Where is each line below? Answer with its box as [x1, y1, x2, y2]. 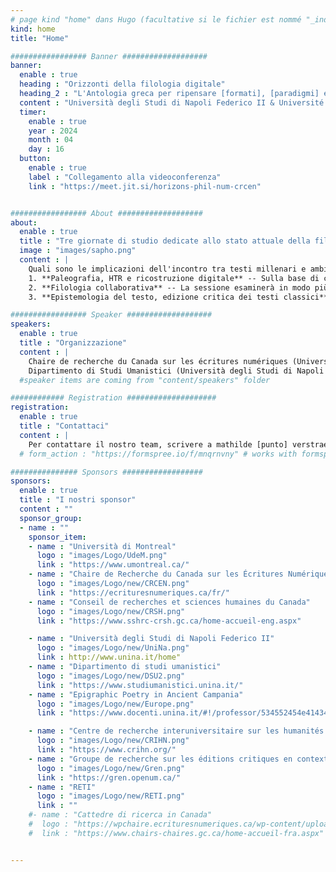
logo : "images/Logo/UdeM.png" [36, 551, 168, 561]
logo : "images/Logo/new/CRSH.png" [36, 606, 186, 616]
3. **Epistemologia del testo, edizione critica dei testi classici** [28, 292, 329, 302]
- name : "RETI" [28, 782, 97, 792]
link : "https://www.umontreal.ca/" [36, 560, 190, 570]
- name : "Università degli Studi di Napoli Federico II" [28, 634, 275, 644]
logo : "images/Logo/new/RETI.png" [36, 791, 186, 801]
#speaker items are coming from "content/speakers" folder [19, 375, 271, 385]
